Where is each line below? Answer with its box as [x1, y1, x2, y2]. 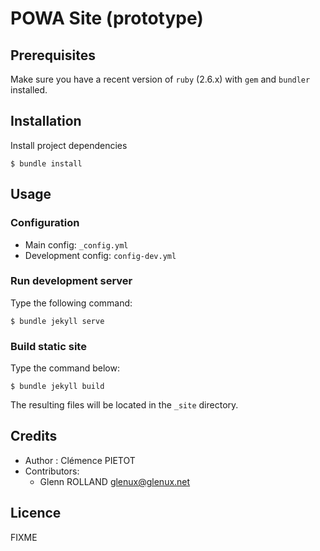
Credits [10, 428, 58, 445]
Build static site [10, 339, 87, 353]
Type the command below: [10, 362, 120, 374]
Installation [10, 113, 82, 130]
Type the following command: [10, 297, 133, 309]
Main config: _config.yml [24, 238, 129, 251]
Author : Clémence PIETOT [24, 454, 136, 466]
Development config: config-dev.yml [24, 249, 177, 261]
